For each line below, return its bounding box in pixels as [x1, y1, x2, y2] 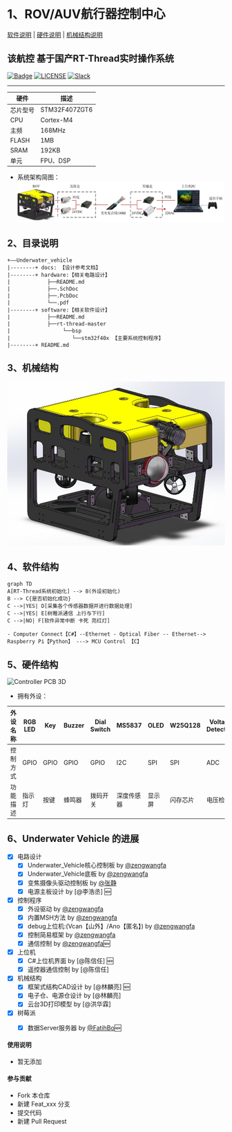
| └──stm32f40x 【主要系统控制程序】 [7, 334, 164, 341]
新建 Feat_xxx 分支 [17, 1100, 70, 1108]
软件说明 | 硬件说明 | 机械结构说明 [7, 30, 104, 39]
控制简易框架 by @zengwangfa [27, 931, 116, 939]
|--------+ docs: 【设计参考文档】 [7, 264, 101, 271]
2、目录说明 [7, 237, 59, 249]
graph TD [7, 581, 32, 588]
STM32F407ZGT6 [40, 105, 93, 114]
